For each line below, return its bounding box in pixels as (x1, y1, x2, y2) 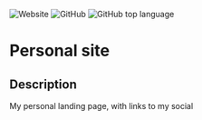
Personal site (9, 41, 111, 61)
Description (9, 76, 77, 92)
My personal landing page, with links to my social (9, 101, 194, 111)
